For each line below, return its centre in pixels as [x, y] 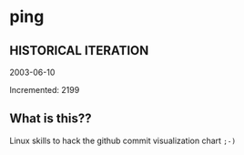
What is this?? [51, 119]
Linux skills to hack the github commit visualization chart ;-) [123, 140]
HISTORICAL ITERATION [79, 51]
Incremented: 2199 [45, 90]
